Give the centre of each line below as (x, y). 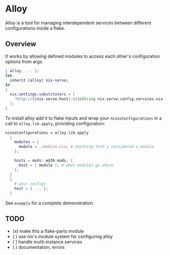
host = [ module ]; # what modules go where (66, 165)
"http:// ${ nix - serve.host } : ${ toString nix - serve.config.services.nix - (90, 99)
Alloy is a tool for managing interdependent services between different (78, 23)
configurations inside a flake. (35, 28)
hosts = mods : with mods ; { (44, 161)
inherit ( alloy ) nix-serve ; (39, 80)
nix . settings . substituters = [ (43, 94)
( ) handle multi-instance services (47, 242)
